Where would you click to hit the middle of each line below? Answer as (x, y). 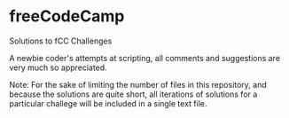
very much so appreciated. (59, 67)
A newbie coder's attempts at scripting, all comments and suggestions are (145, 58)
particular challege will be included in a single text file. (108, 103)
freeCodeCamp (67, 16)
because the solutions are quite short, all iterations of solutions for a (133, 94)
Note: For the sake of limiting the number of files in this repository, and (138, 84)
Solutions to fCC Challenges (61, 41)
